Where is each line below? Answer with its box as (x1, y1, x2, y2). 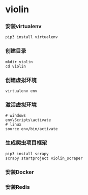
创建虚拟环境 (5, 77, 37, 84)
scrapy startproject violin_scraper (5, 156, 83, 161)
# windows (5, 113, 26, 118)
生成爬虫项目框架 (5, 139, 47, 147)
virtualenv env (5, 88, 38, 94)
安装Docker (5, 168, 34, 176)
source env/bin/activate (5, 127, 58, 132)
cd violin (5, 64, 26, 69)
